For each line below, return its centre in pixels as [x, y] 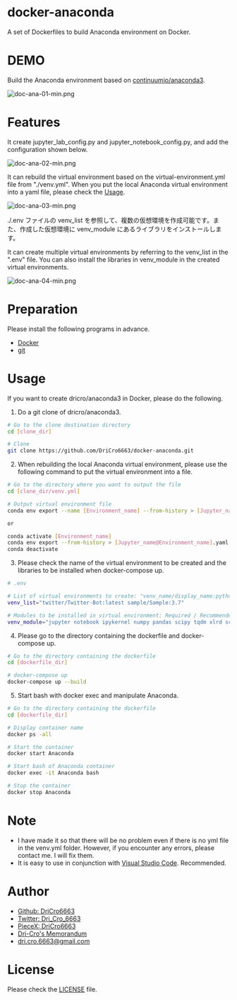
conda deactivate [33, 550]
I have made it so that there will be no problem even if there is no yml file [123, 840]
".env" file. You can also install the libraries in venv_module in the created [114, 260]
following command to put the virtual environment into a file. [105, 472]
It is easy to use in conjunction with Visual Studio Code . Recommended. [122, 863]
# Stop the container [39, 786]
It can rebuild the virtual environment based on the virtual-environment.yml [116, 177]
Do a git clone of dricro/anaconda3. [69, 412]
